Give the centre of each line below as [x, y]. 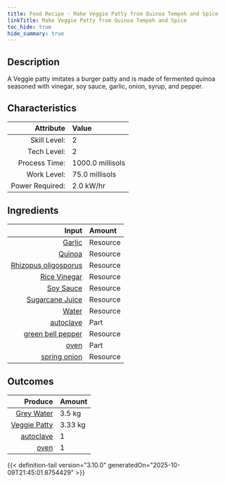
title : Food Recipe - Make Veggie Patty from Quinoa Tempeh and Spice [113, 14]
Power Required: [38, 186]
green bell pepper [53, 333]
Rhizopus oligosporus [47, 265]
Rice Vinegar [61, 276]
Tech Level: [46, 151]
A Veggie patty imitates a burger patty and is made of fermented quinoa [111, 79]
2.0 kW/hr [89, 186]
